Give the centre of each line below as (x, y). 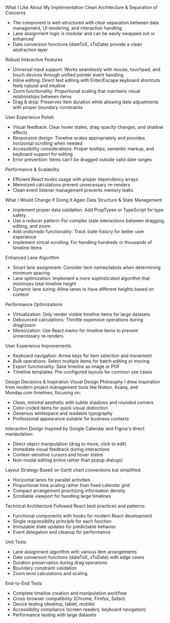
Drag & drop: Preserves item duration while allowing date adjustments (86, 102)
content (21, 294)
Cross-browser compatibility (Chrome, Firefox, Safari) (69, 599)
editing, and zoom (31, 226)
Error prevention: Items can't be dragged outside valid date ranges (82, 159)
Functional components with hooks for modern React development (82, 516)
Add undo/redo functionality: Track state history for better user (78, 232)
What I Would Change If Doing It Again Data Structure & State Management (84, 200)
